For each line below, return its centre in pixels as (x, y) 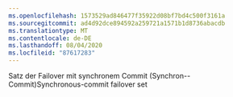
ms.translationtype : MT (48, 30)
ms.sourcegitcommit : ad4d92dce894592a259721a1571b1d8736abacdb (117, 23)
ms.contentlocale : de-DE (50, 38)
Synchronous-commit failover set (92, 84)
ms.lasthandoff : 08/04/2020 (56, 46)
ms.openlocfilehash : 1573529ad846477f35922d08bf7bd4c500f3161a (117, 16)
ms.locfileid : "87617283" (52, 53)
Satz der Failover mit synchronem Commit (78, 76)
